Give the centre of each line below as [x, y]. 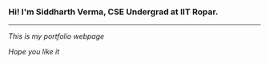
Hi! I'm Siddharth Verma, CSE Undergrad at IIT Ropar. [113, 12]
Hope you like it [34, 52]
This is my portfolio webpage [56, 36]
